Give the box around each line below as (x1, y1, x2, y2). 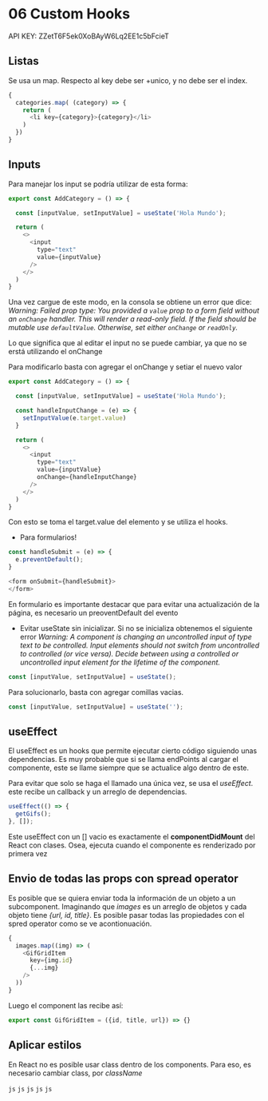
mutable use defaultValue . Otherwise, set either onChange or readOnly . (8, 323, 238, 333)
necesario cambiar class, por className (8, 1068, 143, 1078)
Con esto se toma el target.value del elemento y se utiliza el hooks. (8, 517, 229, 527)
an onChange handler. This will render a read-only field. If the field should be (8, 314, 257, 324)
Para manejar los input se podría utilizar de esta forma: (8, 179, 188, 189)
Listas (8, 54, 40, 68)
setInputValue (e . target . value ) (22, 413, 127, 422)
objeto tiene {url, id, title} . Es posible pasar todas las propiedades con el (8, 910, 245, 919)
